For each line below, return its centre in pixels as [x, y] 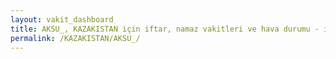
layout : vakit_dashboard [62, 19]
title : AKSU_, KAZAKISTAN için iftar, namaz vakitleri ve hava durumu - [165, 29]
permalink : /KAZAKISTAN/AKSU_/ [75, 38]
